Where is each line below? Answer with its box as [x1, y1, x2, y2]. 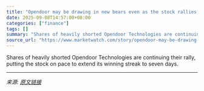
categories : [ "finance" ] [6, 20, 69, 26]
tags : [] [6, 25, 29, 32]
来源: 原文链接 [6, 78, 41, 86]
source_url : [6, 37, 36, 43]
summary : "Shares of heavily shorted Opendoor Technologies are [6, 32, 172, 38]
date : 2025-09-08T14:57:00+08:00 [6, 15, 91, 21]
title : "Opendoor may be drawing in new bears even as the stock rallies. [6, 8, 200, 15]
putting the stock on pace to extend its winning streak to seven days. [6, 60, 179, 67]
